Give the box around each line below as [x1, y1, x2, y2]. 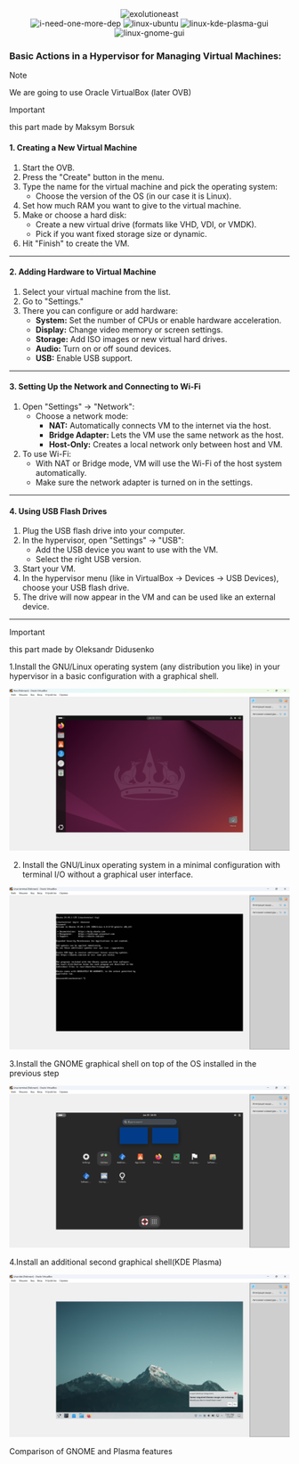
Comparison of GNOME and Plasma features [9, 1445, 174, 1456]
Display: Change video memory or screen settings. [35, 324, 223, 335]
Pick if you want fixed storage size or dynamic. [35, 228, 207, 239]
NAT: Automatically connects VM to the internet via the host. [48, 420, 271, 430]
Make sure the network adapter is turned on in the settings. [35, 477, 254, 487]
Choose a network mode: [35, 410, 129, 421]
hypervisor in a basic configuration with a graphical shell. [9, 671, 220, 682]
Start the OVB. [21, 162, 76, 173]
